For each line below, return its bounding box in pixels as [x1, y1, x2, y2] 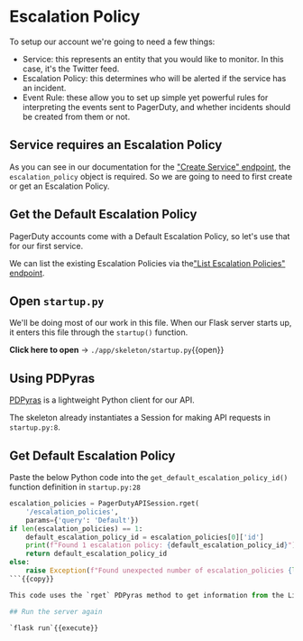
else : [9, 558, 30, 567]
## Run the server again [9, 607, 103, 616]
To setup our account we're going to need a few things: [9, 36, 216, 47]
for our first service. [9, 240, 84, 251]
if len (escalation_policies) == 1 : [9, 524, 143, 534]
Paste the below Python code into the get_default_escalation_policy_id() [9, 472, 289, 482]
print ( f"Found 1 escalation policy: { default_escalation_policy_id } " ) [25, 541, 297, 550]
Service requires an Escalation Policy [9, 137, 223, 153]
